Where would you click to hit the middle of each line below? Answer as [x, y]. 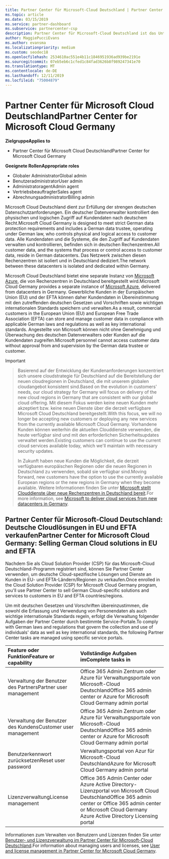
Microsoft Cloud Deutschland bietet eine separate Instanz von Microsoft [80, 275]
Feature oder [23, 650]
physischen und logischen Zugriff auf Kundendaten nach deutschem [76, 217]
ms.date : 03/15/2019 [27, 19]
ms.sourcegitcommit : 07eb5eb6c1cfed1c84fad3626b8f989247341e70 [73, 62]
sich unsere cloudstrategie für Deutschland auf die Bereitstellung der [89, 376]
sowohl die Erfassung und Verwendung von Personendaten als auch [76, 611]
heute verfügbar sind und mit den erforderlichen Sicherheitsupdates [88, 435]
